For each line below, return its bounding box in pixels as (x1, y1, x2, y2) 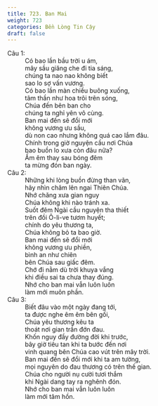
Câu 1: (7, 49, 26, 58)
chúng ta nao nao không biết (25, 72, 108, 80)
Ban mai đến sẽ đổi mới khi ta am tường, (25, 355, 141, 364)
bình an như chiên (25, 251, 77, 259)
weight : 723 (7, 17, 42, 24)
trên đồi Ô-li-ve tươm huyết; (25, 214, 105, 222)
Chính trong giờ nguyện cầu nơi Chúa (25, 138, 133, 148)
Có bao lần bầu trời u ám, (25, 57, 98, 65)
